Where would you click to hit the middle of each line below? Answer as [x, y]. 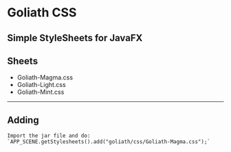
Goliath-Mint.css [41, 92]
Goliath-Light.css [42, 85]
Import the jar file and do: [49, 136]
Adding [23, 120]
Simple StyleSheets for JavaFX [75, 38]
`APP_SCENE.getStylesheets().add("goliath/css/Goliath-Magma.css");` [109, 142]
